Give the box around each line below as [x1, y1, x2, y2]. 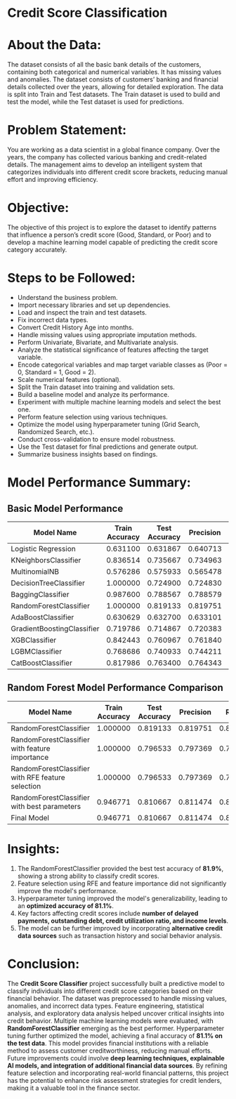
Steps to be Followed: [7, 270, 136, 286]
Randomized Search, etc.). [17, 427, 95, 436]
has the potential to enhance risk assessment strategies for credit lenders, [7, 1076, 223, 1084]
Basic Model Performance [7, 502, 124, 514]
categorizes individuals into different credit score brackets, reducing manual [7, 168, 228, 176]
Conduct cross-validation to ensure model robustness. [17, 435, 176, 443]
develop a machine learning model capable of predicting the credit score [7, 238, 218, 246]
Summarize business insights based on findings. [17, 449, 158, 458]
